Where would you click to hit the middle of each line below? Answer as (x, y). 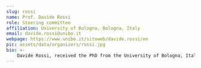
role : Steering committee (38, 22)
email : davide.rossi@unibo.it (44, 34)
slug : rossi (21, 12)
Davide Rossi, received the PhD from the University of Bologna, (100, 56)
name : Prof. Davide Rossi (38, 17)
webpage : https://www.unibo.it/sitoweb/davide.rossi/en (77, 39)
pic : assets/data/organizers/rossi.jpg (56, 45)
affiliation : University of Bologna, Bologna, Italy (73, 28)
